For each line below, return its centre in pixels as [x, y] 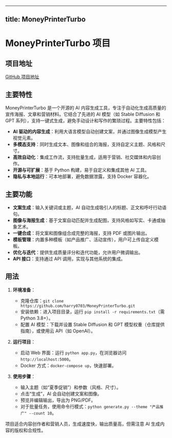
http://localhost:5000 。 [47, 359]
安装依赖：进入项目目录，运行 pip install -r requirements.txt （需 [92, 311]
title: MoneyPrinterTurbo [46, 19]
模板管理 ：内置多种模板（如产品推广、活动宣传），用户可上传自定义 [83, 240]
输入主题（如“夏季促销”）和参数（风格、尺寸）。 [71, 387]
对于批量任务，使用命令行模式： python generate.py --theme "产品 [90, 406]
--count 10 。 [43, 413]
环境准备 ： [24, 290]
